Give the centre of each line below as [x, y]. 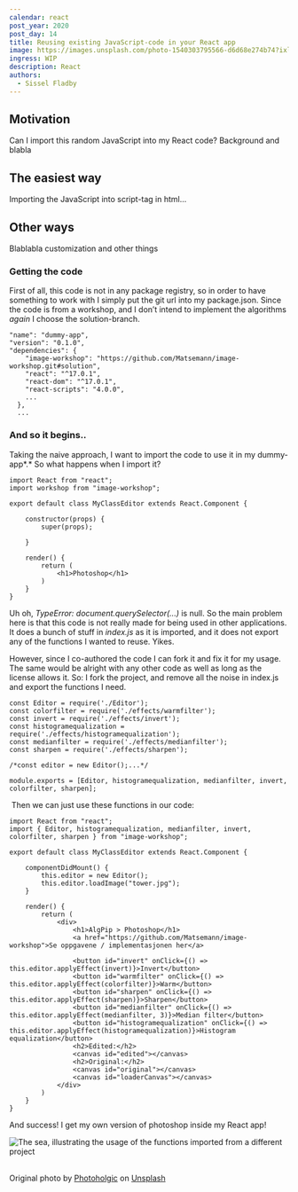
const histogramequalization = [67, 726]
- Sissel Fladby [47, 83]
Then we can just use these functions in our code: [103, 804]
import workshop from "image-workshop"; [85, 488]
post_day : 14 [33, 34]
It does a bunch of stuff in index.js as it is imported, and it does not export [144, 631]
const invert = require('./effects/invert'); [94, 718]
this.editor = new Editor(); [95, 875]
